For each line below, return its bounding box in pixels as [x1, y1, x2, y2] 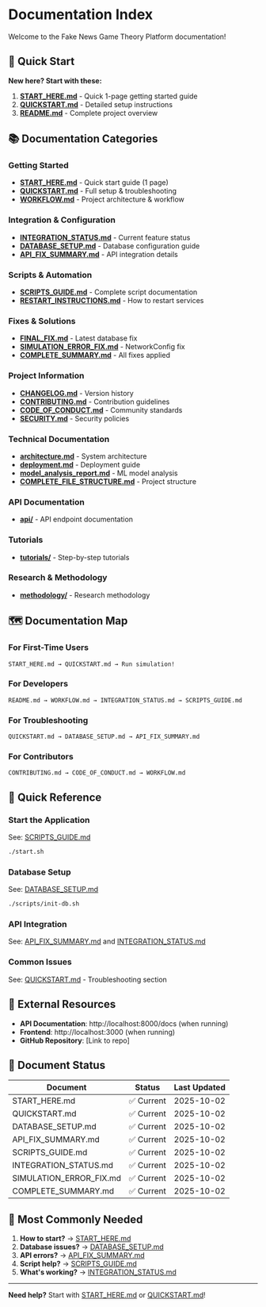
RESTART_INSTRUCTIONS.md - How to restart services [19, 296, 204, 306]
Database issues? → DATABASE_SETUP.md [19, 1242, 164, 1251]
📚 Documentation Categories [8, 133, 158, 146]
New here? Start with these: [8, 75, 102, 85]
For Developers [8, 678, 69, 690]
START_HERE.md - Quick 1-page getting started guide [19, 91, 198, 101]
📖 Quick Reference [8, 790, 102, 804]
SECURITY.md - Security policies [19, 413, 130, 423]
